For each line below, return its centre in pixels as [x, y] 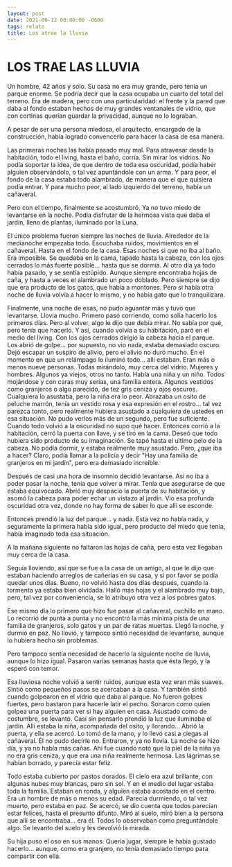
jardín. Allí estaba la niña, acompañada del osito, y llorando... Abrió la [106, 726]
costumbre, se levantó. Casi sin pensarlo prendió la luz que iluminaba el [110, 719]
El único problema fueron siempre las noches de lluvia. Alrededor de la [108, 236]
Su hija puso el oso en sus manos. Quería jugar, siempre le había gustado [112, 841]
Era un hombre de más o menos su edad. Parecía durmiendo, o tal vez [107, 798]
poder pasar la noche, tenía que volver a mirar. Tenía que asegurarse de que [116, 484]
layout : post [26, 14]
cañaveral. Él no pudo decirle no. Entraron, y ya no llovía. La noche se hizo [113, 741]
